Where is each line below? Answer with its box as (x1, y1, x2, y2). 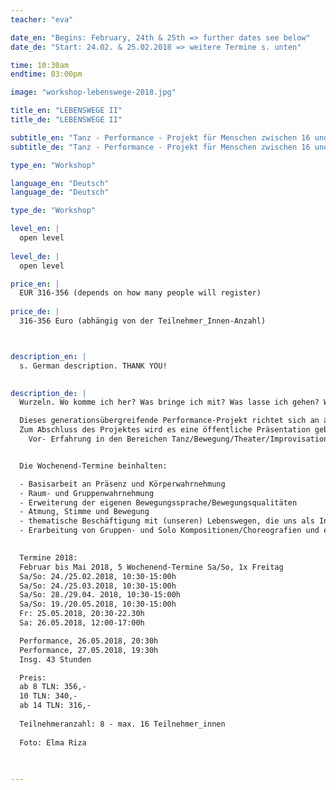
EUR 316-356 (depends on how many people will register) (19, 288, 262, 298)
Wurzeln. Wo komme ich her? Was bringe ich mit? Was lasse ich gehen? (19, 397, 320, 408)
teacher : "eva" (10, 14, 74, 25)
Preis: (19, 672, 47, 683)
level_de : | (10, 251, 60, 261)
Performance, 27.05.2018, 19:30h (19, 645, 159, 655)
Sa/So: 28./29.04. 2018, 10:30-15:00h (19, 590, 182, 600)
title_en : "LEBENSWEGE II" (10, 106, 123, 116)
